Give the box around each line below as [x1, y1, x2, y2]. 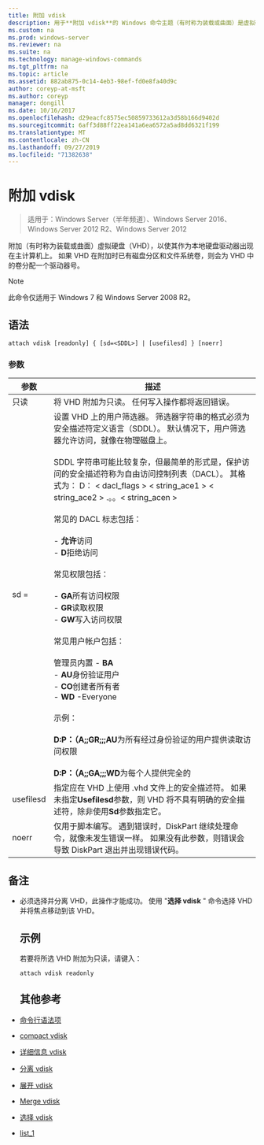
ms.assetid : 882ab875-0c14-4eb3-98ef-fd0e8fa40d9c [8, 77, 178, 85]
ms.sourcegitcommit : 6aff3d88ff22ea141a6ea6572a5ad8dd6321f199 [8, 121, 220, 129]
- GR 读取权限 [53, 602, 104, 613]
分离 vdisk [19, 1064, 53, 1073]
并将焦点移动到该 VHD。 [19, 906, 99, 916]
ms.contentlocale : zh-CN [8, 135, 90, 144]
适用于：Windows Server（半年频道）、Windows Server [27, 214, 207, 224]
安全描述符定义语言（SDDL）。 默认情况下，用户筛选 [53, 423, 246, 434]
